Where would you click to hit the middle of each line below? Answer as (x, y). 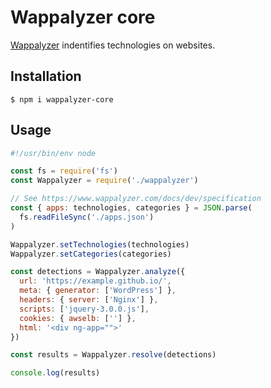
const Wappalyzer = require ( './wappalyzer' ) (104, 181)
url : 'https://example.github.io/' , (95, 281)
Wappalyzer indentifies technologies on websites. (113, 45)
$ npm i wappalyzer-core (62, 99)
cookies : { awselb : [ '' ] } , (78, 318)
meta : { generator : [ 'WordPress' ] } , (98, 291)
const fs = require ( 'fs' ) (64, 171)
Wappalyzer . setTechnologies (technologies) (100, 244)
